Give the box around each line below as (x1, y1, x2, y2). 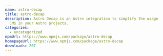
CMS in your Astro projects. (9, 20, 69, 26)
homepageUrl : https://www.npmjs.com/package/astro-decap (5, 39, 123, 44)
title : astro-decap (5, 12, 45, 17)
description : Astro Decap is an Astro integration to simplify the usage (5, 16, 159, 21)
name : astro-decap (5, 7, 42, 12)
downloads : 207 (5, 43, 36, 48)
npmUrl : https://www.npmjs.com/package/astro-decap (5, 35, 112, 39)
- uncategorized (9, 30, 42, 35)
